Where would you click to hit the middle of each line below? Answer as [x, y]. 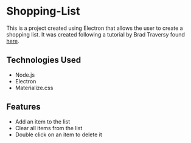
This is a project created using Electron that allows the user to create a [95, 28]
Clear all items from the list [49, 128]
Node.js [25, 75]
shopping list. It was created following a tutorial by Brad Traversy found [96, 34]
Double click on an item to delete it [58, 134]
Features [23, 107]
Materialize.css [34, 88]
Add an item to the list [43, 121]
